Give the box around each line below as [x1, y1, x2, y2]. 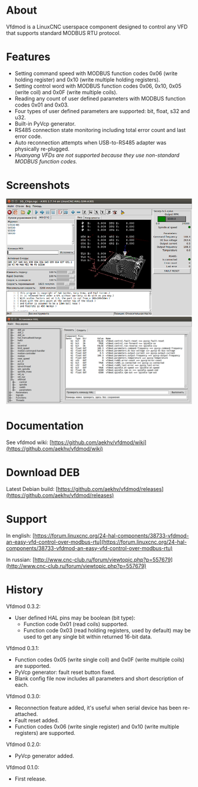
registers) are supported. [14, 729, 75, 736]
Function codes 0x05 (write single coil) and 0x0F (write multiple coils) [14, 656, 184, 663]
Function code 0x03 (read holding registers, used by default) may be [23, 627, 191, 634]
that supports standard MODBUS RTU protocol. [6, 29, 121, 36]
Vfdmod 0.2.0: [6, 741, 41, 748]
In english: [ [6, 532, 35, 539]
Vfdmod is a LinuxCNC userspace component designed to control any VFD [6, 23, 188, 30]
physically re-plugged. [14, 145, 70, 152]
